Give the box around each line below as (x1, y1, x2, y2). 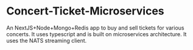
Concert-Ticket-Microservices (6, 4, 164, 18)
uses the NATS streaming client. (6, 37, 87, 44)
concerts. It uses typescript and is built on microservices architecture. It (6, 30, 187, 37)
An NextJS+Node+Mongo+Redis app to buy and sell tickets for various (6, 24, 184, 31)
